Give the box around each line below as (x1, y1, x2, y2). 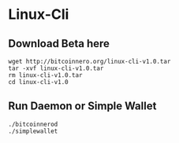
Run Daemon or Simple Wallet (8, 100, 157, 113)
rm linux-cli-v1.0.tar (8, 71, 83, 79)
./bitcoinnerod (8, 120, 58, 128)
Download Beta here (8, 37, 110, 50)
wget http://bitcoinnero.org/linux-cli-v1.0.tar (8, 57, 171, 65)
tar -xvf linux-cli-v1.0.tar (8, 64, 104, 72)
